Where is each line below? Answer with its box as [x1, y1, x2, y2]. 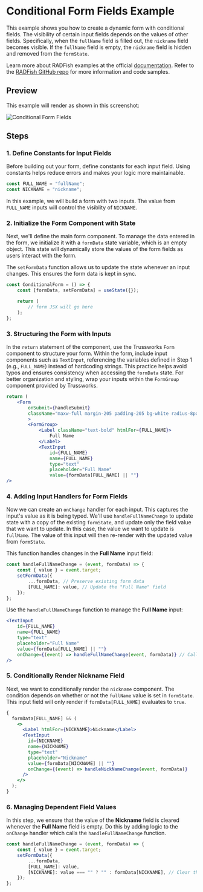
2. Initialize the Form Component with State [6, 219, 136, 227]
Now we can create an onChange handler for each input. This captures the [6, 506, 188, 513]
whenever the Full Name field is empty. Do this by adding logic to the [6, 823, 178, 830]
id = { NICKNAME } [28, 738, 63, 744]
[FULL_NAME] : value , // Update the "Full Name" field [28, 584, 166, 590]
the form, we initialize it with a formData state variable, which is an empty [6, 239, 187, 246]
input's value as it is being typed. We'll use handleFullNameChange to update [6, 512, 193, 519]
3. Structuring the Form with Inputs [6, 330, 112, 338]
